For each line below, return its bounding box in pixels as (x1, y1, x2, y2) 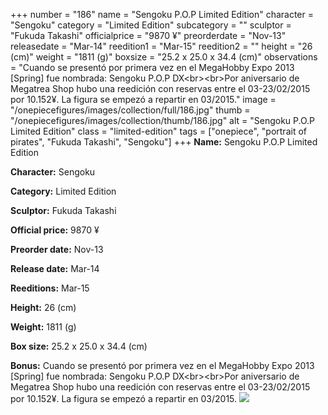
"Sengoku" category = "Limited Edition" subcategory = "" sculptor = (10, 19, 292, 31)
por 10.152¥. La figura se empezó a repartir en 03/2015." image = (10, 94, 277, 105)
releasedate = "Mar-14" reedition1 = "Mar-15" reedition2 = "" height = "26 (10, 40, 313, 52)
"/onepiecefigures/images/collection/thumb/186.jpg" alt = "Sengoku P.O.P (10, 115, 316, 126)
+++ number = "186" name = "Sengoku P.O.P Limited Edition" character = (10, 9, 314, 20)
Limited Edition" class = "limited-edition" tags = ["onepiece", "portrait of (10, 125, 307, 137)
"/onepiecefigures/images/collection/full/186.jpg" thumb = (10, 104, 251, 116)
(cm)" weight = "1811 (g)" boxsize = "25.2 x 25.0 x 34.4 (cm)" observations (10, 51, 318, 63)
